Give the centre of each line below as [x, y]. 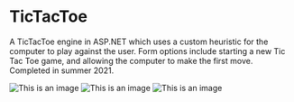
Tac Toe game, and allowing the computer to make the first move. [131, 60]
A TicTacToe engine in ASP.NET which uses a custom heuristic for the [139, 42]
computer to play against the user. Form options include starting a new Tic [147, 51]
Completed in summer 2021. [62, 70]
